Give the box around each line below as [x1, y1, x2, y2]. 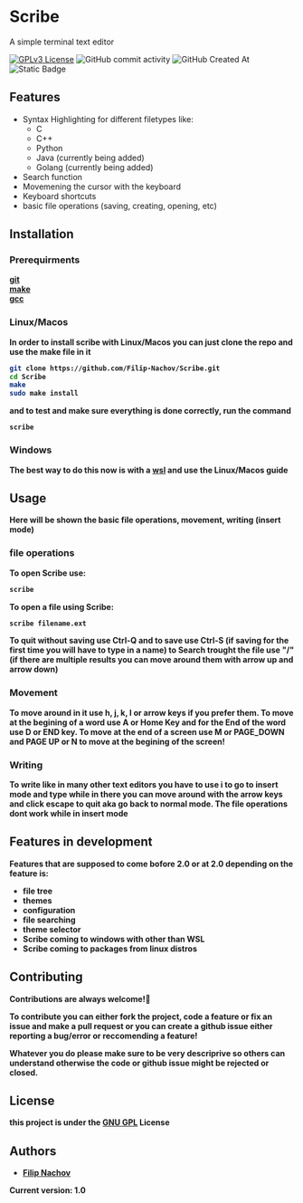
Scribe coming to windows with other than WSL [22, 933, 205, 944]
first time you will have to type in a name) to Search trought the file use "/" [9, 644, 295, 655]
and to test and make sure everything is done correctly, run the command [9, 406, 291, 416]
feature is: [9, 867, 50, 879]
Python [35, 142, 63, 153]
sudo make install [9, 389, 79, 398]
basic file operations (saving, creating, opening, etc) [22, 200, 217, 211]
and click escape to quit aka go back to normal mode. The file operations [9, 798, 288, 809]
